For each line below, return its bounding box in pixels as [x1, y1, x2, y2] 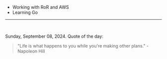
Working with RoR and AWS [12, 4, 69, 10]
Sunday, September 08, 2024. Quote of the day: [5, 33, 103, 39]
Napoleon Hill [17, 48, 45, 54]
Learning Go [12, 9, 38, 15]
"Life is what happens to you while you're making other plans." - [17, 43, 149, 49]
